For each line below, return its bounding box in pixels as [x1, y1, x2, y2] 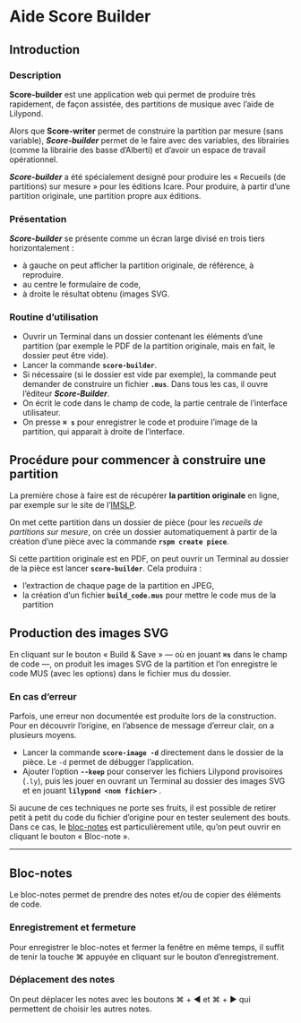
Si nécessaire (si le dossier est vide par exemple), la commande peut [21, 369, 277, 380]
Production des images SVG [9, 625, 168, 640]
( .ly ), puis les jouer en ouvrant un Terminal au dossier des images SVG [21, 776, 286, 787]
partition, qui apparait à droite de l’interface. [21, 426, 185, 437]
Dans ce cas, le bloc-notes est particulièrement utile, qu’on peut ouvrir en [9, 821, 281, 832]
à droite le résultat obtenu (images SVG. [21, 288, 170, 299]
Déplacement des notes [9, 974, 115, 986]
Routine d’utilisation [9, 311, 99, 323]
